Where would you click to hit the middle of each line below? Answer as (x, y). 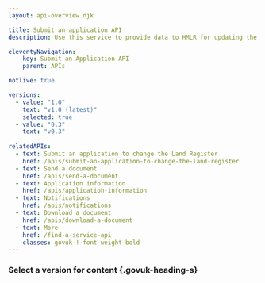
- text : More (37, 228)
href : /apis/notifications (67, 206)
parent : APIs (44, 67)
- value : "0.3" (40, 124)
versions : (25, 95)
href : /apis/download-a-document (78, 220)
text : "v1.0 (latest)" (60, 109)
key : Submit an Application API (76, 59)
